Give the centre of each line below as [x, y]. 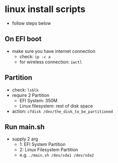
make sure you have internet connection [54, 51]
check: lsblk [25, 90]
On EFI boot [23, 39]
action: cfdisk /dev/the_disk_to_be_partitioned [63, 111]
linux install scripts [45, 9]
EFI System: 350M [38, 100]
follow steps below [31, 23]
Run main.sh [25, 127]
